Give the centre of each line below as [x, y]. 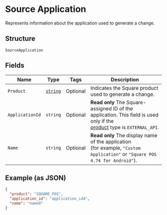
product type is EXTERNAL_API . [125, 127]
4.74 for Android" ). [114, 160]
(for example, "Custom [115, 148]
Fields [15, 66]
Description [125, 79]
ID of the [123, 108]
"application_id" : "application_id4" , [50, 199]
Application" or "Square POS [124, 154]
